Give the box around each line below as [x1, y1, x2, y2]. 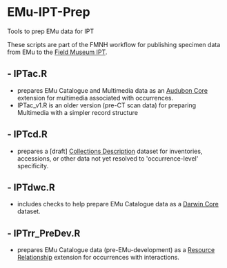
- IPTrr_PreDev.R [7, 227, 81, 239]
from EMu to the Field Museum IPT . [7, 48, 108, 56]
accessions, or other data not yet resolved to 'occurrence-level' [17, 154, 199, 163]
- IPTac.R [7, 68, 48, 80]
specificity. [17, 161, 49, 170]
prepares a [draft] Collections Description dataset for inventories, [17, 147, 203, 155]
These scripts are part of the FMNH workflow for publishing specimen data [7, 40, 221, 48]
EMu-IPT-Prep [7, 4, 91, 20]
